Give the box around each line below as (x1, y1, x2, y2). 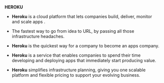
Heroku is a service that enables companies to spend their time (11, 52, 141, 58)
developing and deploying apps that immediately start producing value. (11, 58, 156, 63)
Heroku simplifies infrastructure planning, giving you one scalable (11, 67, 146, 73)
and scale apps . (11, 19, 45, 24)
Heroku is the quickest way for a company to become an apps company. (11, 43, 160, 48)
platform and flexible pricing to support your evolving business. (11, 72, 141, 78)
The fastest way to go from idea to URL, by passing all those (11, 28, 134, 34)
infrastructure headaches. (11, 34, 65, 39)
